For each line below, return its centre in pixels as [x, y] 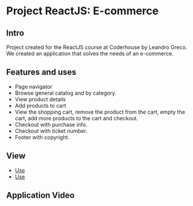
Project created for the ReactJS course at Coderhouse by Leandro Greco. [97, 47]
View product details [40, 99]
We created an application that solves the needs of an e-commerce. [90, 54]
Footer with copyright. [42, 137]
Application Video [40, 196]
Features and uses [41, 72]
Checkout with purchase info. [51, 124]
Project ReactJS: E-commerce [82, 11]
